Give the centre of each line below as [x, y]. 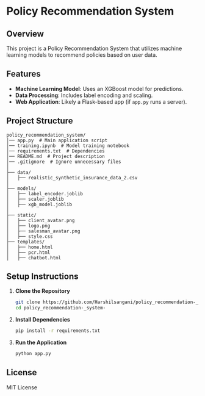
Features [23, 74]
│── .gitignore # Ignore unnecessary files [64, 162]
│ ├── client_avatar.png [41, 220]
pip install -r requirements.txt [58, 331]
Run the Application [41, 342]
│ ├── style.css [30, 236]
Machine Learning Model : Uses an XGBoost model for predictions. [99, 88]
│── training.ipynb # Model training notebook [68, 146]
